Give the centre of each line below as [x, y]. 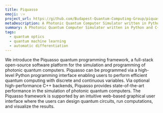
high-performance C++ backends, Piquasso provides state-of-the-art [75, 85]
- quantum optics [27, 37]
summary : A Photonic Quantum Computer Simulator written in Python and [79, 28]
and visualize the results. [30, 106]
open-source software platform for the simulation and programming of [75, 65]
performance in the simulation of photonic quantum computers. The [73, 91]
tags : [10, 32]
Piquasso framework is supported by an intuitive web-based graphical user [80, 96]
